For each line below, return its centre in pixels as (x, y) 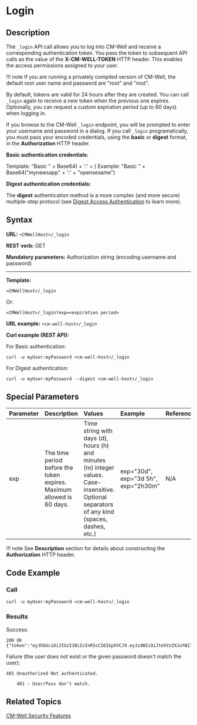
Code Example (33, 573)
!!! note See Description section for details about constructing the (86, 548)
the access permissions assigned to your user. (62, 65)
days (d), (96, 438)
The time (57, 453)
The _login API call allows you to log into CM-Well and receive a (84, 46)
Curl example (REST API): (38, 335)
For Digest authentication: (37, 368)
